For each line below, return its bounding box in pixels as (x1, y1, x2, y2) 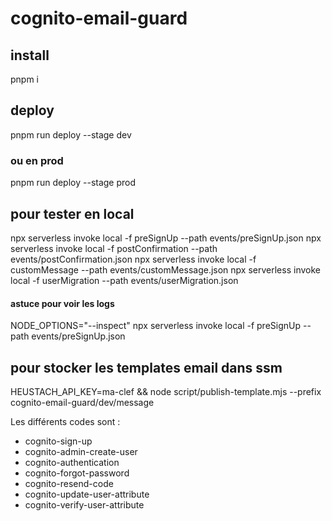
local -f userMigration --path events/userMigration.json (10, 274, 239, 286)
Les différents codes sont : (10, 415, 121, 427)
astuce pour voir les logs (10, 297, 115, 309)
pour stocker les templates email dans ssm (10, 359, 283, 376)
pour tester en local (10, 205, 135, 222)
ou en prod (10, 153, 64, 167)
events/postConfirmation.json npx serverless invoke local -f (10, 253, 257, 265)
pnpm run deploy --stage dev (10, 128, 132, 141)
